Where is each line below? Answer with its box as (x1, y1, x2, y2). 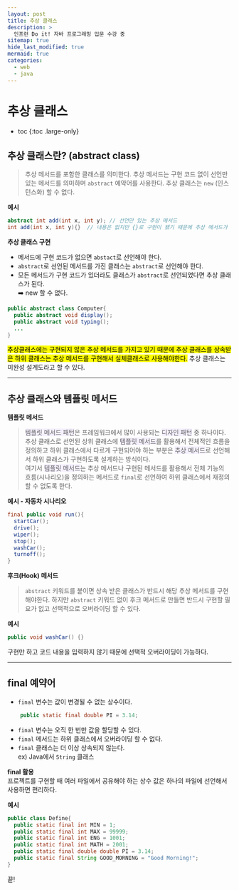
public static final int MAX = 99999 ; (14, 828, 129, 835)
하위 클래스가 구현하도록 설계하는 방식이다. (32, 455, 151, 464)
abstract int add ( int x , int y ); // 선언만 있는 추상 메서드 (7, 217, 178, 225)
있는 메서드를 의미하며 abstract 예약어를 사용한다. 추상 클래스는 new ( (24, 179, 218, 188)
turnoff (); (14, 551, 46, 558)
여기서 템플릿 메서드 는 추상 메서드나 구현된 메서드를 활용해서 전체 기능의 (24, 464, 225, 472)
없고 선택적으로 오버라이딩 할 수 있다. (38, 605, 141, 613)
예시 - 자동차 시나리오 (7, 497, 67, 505)
